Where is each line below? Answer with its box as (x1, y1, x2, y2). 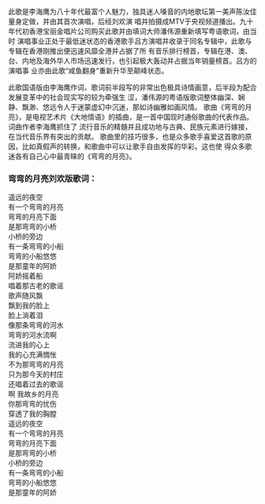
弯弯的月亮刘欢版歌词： (8, 172, 97, 183)
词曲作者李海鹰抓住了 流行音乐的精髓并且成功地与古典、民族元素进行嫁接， (8, 122, 252, 132)
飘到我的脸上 (8, 301, 50, 310)
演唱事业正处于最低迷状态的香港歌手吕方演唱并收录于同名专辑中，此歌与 (17, 36, 252, 46)
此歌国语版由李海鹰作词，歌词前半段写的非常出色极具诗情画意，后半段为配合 (8, 83, 257, 92)
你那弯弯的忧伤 (8, 399, 57, 409)
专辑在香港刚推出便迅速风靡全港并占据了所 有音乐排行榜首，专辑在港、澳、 (8, 46, 252, 55)
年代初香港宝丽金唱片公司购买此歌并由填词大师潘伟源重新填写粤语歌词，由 (8, 27, 250, 35)
